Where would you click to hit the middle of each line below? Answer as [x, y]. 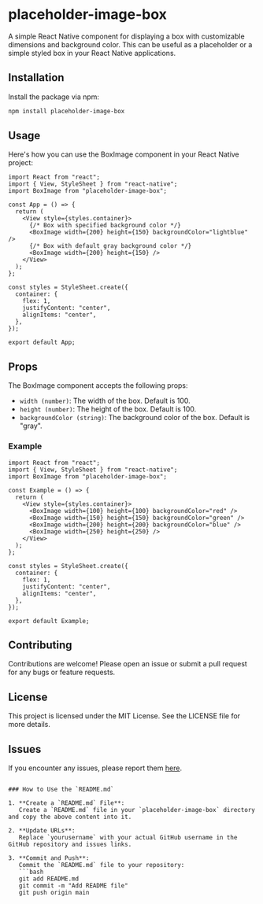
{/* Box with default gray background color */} [110, 246]
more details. [30, 725]
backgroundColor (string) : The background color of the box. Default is [135, 418]
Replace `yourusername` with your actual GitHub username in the [128, 837]
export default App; [42, 343]
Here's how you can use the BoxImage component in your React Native [124, 154]
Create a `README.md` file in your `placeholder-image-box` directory [137, 810]
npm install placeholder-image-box [67, 111]
